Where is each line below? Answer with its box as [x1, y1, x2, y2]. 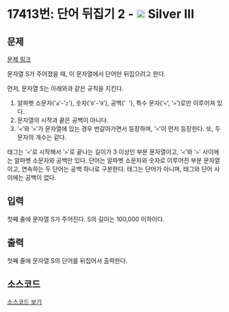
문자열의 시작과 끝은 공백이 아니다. [16, 116, 109, 124]
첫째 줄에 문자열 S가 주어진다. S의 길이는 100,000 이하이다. [7, 215, 165, 223]
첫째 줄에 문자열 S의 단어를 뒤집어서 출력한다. [7, 256, 128, 265]
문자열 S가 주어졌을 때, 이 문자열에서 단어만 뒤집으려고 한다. [7, 70, 166, 77]
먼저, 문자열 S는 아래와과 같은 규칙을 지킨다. [7, 84, 124, 93]
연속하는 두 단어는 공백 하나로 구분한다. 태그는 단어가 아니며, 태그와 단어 [21, 165, 213, 173]
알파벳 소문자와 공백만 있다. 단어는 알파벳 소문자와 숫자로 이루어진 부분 [14, 156, 202, 165]
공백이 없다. [25, 173, 57, 182]
